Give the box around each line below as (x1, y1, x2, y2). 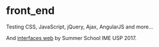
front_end (6, 4, 55, 17)
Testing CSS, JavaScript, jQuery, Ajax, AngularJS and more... (6, 23, 154, 30)
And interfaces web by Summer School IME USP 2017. (6, 34, 137, 41)
